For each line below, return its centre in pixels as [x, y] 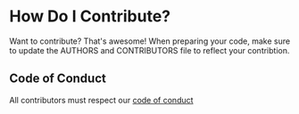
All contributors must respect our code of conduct [101, 100]
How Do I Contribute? [90, 16]
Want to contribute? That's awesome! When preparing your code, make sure [150, 41]
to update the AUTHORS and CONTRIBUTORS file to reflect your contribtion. [149, 50]
